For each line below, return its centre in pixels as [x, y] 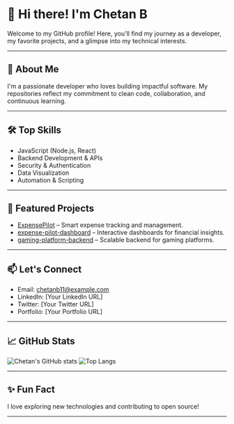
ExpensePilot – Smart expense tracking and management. [100, 225]
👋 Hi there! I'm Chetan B [77, 14]
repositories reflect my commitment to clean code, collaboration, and [106, 93]
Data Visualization [43, 173]
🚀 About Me [33, 69]
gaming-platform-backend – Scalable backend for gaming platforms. [116, 240]
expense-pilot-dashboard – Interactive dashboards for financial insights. [121, 233]
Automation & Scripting [50, 180]
